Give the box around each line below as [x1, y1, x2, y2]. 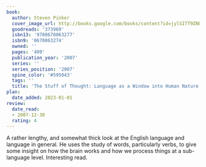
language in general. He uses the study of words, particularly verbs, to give [6, 141, 197, 148]
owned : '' [12, 44, 37, 50]
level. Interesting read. [31, 154, 88, 161]
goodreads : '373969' [12, 26, 64, 33]
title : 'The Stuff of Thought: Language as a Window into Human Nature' [12, 83, 202, 90]
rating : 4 [12, 117, 37, 123]
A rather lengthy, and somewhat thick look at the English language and [6, 134, 185, 142]
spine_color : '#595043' [12, 72, 72, 78]
